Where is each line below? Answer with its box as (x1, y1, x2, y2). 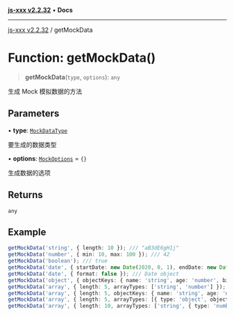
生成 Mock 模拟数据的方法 (8, 87, 83, 96)
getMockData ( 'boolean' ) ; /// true (8, 258, 108, 265)
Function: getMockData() (8, 50, 156, 66)
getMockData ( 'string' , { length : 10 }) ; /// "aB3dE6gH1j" (8, 245, 179, 252)
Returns (8, 189, 44, 201)
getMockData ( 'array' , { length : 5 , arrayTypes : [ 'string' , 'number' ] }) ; (8, 283, 226, 290)
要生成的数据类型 (8, 140, 57, 148)
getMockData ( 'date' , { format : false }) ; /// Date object (8, 270, 179, 277)
